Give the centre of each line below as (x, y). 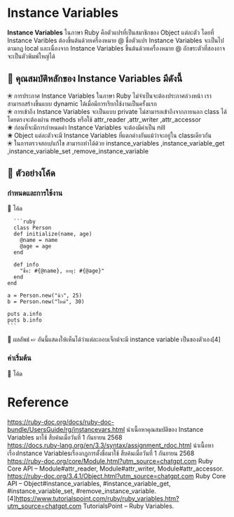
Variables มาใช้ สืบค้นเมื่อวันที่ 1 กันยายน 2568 (65, 437)
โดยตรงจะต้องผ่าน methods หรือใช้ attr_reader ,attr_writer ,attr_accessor (104, 119)
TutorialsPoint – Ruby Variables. (129, 506)
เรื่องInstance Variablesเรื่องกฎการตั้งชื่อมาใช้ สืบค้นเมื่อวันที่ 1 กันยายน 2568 (101, 453)
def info (26, 265)
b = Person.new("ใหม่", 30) (46, 302)
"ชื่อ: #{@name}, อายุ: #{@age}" (62, 271)
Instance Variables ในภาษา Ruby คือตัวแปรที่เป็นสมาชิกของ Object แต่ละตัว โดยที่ (111, 32)
